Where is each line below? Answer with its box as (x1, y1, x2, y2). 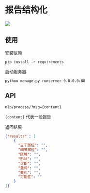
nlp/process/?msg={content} (5, 104, 62, 110)
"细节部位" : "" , (17, 147, 48, 153)
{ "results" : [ (5, 134, 36, 139)
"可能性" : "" (17, 174, 42, 179)
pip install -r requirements (5, 59, 64, 64)
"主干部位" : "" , (17, 143, 48, 148)
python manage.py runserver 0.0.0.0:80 (5, 78, 86, 83)
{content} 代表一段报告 (5, 114, 52, 119)
